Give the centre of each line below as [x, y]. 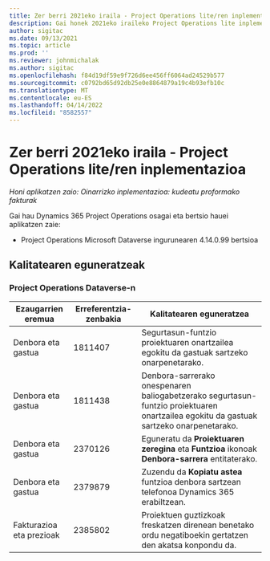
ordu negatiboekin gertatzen [195, 535]
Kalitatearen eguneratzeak [77, 265]
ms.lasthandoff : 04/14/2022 [56, 105]
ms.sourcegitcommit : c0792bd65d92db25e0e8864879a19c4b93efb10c [117, 83]
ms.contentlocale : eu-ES [50, 98]
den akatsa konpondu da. [189, 545]
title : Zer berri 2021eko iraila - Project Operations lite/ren [119, 16]
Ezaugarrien [39, 308]
